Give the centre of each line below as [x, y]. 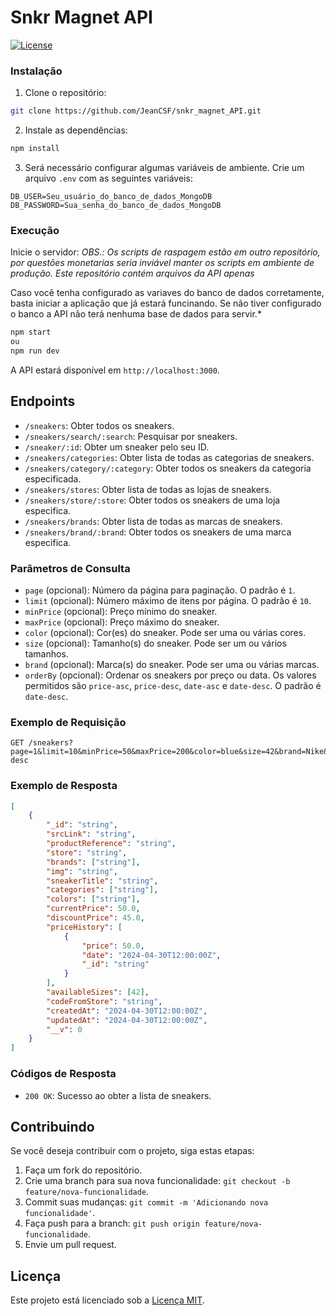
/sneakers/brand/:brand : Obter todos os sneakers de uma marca [158, 532]
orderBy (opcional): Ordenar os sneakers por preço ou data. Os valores [170, 675]
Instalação [36, 71]
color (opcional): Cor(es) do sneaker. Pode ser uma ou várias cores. [165, 633]
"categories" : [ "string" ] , [102, 890]
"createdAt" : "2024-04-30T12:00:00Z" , [127, 1011]
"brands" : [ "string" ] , [93, 862]
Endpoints [43, 401]
